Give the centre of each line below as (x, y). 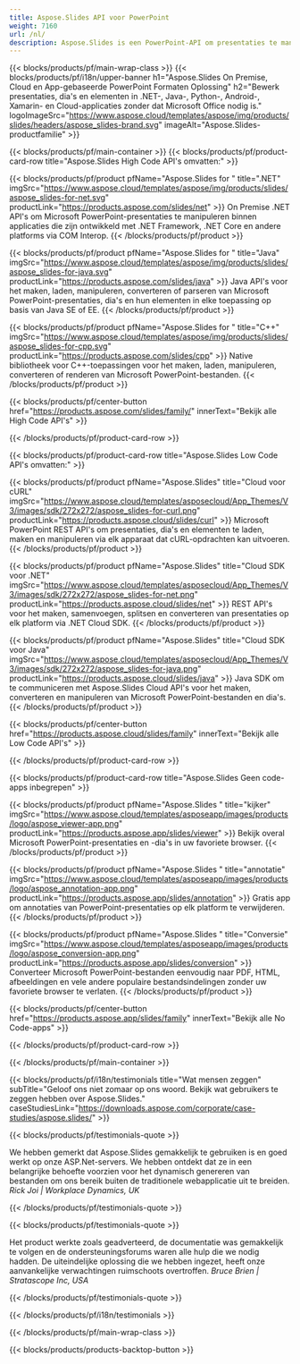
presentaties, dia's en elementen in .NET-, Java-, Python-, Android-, (135, 97)
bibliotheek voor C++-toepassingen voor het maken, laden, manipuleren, (143, 365)
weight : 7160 (33, 26)
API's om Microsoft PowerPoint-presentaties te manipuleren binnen (133, 216)
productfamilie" (37, 134)
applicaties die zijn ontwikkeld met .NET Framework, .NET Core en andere (145, 226)
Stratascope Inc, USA (49, 1281)
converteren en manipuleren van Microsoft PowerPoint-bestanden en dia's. (148, 698)
